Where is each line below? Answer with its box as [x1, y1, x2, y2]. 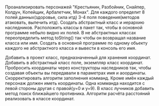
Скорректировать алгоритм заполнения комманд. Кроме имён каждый [5, 75, 154, 81]
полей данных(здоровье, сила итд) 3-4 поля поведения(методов [5, 15, 140, 20]
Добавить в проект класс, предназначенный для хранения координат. [5, 55, 151, 60]
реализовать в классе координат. [5, 96, 75, 101]
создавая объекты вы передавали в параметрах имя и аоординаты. [5, 70, 146, 76]
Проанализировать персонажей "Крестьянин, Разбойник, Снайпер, [5, 4, 146, 10]
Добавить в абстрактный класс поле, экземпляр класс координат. [5, 60, 143, 65]
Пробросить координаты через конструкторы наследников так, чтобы [5, 65, 151, 71]
